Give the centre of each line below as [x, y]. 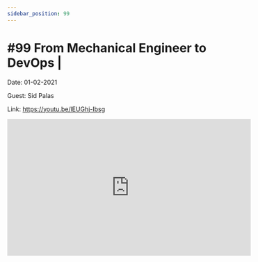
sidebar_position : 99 [39, 14]
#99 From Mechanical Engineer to [107, 48]
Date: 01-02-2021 [32, 82]
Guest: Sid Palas [31, 95]
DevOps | [35, 63]
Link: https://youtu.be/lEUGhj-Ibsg [56, 109]
